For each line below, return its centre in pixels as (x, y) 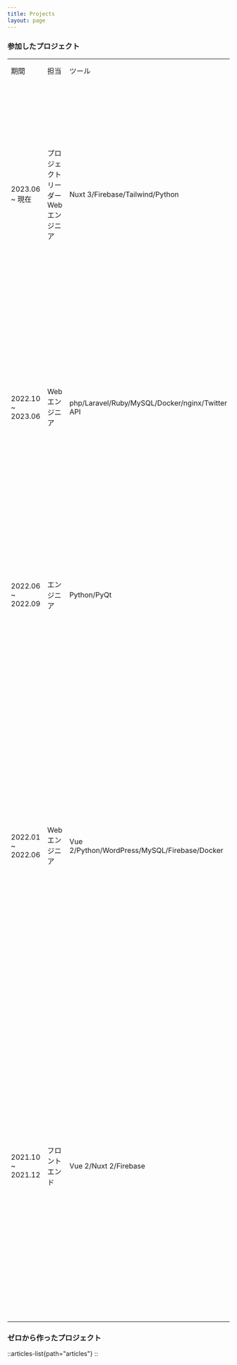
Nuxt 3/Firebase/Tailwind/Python (124, 194)
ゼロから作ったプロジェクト (54, 1337)
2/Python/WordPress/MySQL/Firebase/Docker (146, 850)
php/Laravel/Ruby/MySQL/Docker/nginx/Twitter (148, 402)
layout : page (26, 21)
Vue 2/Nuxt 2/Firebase (108, 1166)
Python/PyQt (91, 595)
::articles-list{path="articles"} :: (53, 1354)
